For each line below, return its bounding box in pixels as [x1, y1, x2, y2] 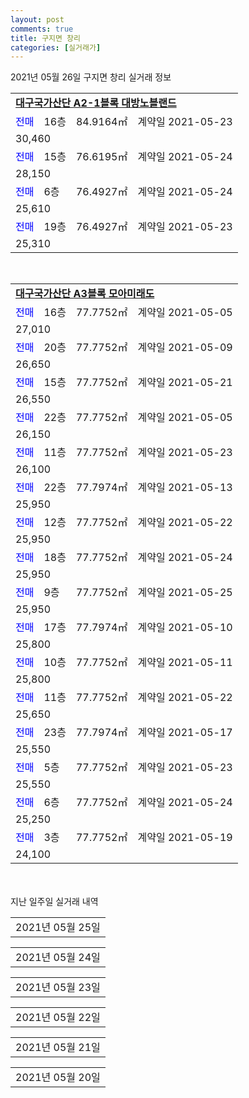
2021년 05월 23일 [15, 981, 101, 995]
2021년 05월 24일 [15, 951, 101, 965]
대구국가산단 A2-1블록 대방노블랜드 [15, 96, 177, 110]
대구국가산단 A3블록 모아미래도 [15, 287, 155, 301]
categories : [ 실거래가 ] [10, 42, 102, 53]
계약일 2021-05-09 [137, 341, 233, 355]
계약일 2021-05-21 [137, 376, 233, 390]
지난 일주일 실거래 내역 [10, 896, 99, 908]
